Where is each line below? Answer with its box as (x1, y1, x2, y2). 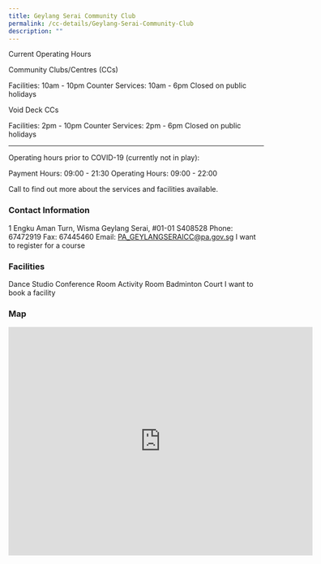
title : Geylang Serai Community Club (8, 11, 136, 20)
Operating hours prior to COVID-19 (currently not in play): (8, 153, 200, 163)
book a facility (8, 288, 56, 297)
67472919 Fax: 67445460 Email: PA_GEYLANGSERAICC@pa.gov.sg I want (8, 232, 257, 241)
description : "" (8, 27, 63, 35)
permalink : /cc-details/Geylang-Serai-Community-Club (8, 20, 195, 28)
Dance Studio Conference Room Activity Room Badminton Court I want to (8, 279, 254, 289)
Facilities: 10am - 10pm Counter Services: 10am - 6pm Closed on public (8, 80, 247, 90)
